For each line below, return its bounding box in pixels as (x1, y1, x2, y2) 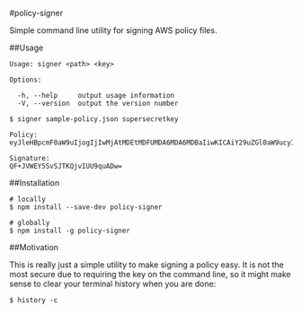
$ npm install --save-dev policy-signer (9, 203, 164, 212)
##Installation (9, 178, 60, 188)
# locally (9, 195, 47, 204)
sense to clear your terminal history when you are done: (9, 278, 217, 289)
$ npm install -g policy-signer (9, 226, 130, 235)
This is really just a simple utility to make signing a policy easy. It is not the (9, 259, 285, 270)
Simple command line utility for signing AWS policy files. (9, 25, 218, 35)
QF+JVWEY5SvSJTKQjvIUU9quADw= (9, 161, 123, 170)
